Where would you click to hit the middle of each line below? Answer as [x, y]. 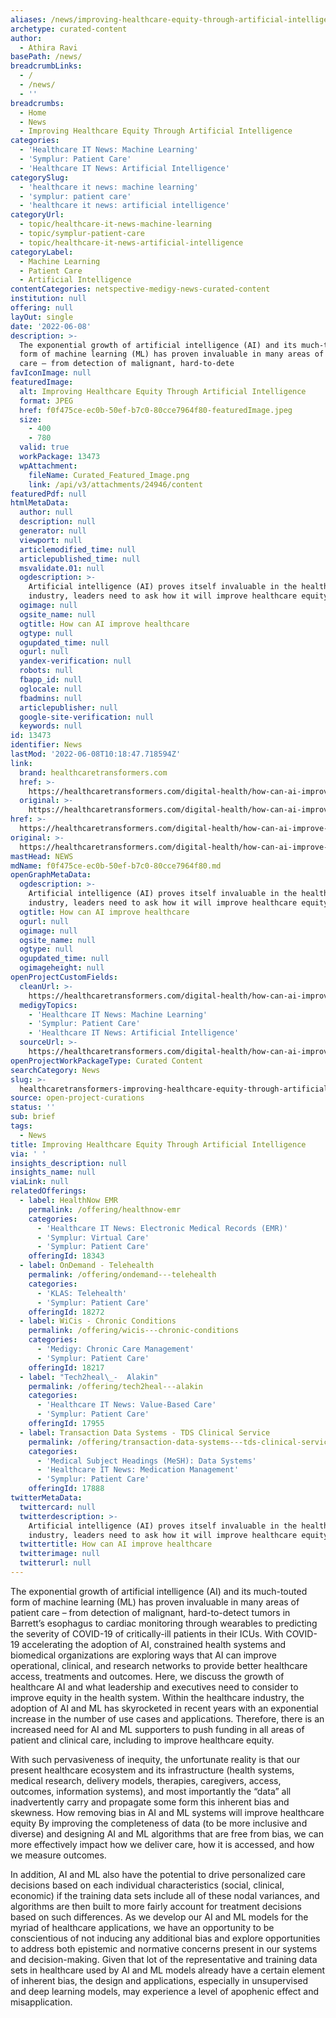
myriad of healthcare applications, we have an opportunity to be [142, 1927]
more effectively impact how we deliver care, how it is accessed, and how [162, 1844]
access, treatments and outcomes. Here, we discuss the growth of [147, 1676]
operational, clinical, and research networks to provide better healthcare [159, 1665]
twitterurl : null [55, 1563]
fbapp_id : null [51, 680]
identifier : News [46, 745]
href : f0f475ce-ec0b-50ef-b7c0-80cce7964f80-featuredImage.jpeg [156, 410]
